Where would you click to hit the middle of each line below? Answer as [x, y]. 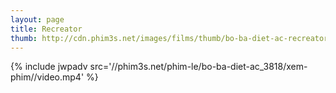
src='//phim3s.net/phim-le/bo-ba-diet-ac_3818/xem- [198, 67]
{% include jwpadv [49, 67]
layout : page [37, 19]
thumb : [24, 38]
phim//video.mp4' [47, 77]
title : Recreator [46, 29]
